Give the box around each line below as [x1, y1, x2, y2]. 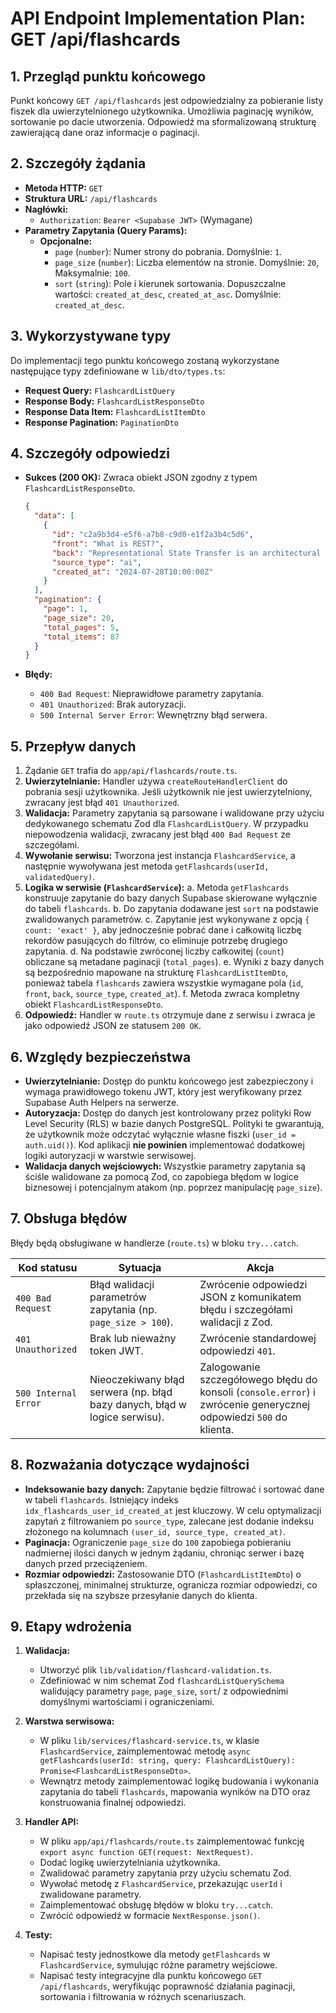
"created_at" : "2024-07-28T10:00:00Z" [51, 567, 214, 577]
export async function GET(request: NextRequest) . [39, 1846, 254, 1858]
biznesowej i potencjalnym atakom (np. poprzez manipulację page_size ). [24, 1181, 323, 1193]
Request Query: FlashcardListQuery [24, 384, 176, 396]
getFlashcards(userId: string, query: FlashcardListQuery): [39, 1756, 296, 1766]
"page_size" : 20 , [43, 613, 116, 623]
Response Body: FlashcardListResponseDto [24, 395, 205, 407]
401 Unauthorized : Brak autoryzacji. [39, 698, 187, 711]
